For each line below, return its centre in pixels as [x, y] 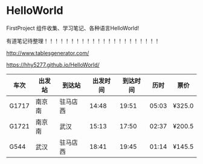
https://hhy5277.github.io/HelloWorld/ [53, 65]
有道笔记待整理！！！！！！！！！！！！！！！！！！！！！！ [83, 41]
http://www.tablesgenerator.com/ [48, 53]
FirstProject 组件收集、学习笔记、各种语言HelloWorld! [73, 28]
